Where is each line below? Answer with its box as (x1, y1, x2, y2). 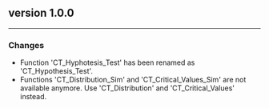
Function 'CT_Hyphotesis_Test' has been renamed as (19, 58, 195, 67)
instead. (19, 92, 47, 102)
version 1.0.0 (8, 6, 74, 20)
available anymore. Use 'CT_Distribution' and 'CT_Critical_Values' (19, 83, 235, 93)
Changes (8, 39, 45, 50)
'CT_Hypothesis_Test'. (19, 66, 94, 76)
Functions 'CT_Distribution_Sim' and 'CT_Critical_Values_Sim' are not (19, 75, 247, 85)
